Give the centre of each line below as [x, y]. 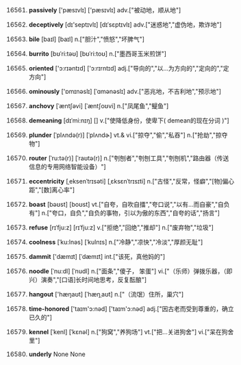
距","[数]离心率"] [52, 190]
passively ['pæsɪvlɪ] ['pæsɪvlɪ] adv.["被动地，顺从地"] [105, 10]
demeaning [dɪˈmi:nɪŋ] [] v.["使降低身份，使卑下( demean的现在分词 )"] [129, 121]
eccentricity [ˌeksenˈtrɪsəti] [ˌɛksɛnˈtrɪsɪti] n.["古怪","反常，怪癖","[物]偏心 [131, 181]
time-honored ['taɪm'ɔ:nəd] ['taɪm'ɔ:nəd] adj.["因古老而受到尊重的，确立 [131, 309]
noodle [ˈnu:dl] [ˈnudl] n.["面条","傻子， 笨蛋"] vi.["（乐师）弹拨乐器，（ [128, 271]
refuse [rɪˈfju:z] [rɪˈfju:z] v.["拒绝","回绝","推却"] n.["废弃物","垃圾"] [121, 227]
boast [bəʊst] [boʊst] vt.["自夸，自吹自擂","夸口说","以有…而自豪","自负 [129, 204]
